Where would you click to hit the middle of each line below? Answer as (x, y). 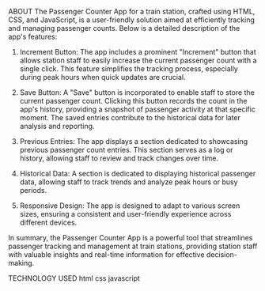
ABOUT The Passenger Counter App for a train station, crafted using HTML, (132, 11)
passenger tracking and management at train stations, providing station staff (133, 246)
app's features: (33, 36)
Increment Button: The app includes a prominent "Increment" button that (138, 52)
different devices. (48, 222)
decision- (221, 255)
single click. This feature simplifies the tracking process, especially (129, 69)
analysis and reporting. (57, 126)
